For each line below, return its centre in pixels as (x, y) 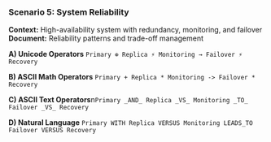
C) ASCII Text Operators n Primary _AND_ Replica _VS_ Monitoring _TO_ (128, 100)
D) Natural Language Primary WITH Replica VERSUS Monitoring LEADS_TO (131, 123)
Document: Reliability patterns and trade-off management (106, 38)
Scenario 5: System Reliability (69, 12)
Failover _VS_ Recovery (49, 108)
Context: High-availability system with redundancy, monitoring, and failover (135, 30)
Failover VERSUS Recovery (52, 131)
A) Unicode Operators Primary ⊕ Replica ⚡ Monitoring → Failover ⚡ (125, 54)
